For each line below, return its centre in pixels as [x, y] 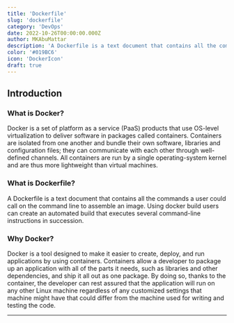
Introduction [35, 93]
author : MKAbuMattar [37, 40]
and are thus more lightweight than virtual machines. [83, 165]
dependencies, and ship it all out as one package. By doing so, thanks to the [117, 276]
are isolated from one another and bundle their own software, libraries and [114, 143]
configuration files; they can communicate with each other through [103, 151]
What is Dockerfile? [41, 183]
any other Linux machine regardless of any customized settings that [104, 290]
